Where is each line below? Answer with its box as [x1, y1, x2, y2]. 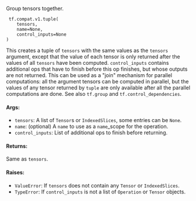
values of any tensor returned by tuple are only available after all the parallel [6, 84, 191, 91]
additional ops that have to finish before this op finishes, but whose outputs [6, 65, 188, 72]
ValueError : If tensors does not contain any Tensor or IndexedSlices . [14, 182, 180, 189]
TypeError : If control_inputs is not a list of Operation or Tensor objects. [14, 188, 186, 195]
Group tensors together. [6, 5, 64, 12]
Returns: [6, 143, 28, 150]
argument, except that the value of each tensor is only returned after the [6, 53, 180, 60]
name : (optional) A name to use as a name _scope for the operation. [14, 123, 169, 130]
